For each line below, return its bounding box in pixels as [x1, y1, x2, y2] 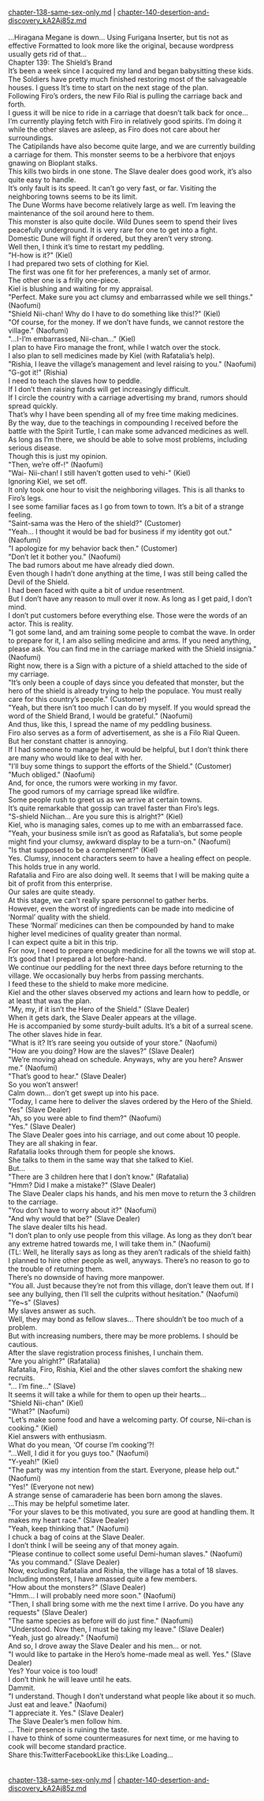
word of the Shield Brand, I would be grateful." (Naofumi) [8, 711, 193, 721]
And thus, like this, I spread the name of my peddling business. [8, 720, 213, 729]
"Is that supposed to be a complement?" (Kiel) [8, 845, 158, 855]
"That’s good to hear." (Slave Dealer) [8, 1072, 128, 1080]
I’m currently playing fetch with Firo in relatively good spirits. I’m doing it [8, 117, 242, 125]
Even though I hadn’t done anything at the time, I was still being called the [8, 569, 248, 578]
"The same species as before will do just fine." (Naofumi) [8, 1616, 194, 1625]
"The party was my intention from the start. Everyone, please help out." [8, 1465, 240, 1475]
